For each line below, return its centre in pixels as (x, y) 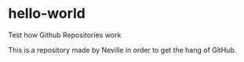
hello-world (47, 14)
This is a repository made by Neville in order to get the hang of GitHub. (122, 50)
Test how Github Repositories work (65, 35)
